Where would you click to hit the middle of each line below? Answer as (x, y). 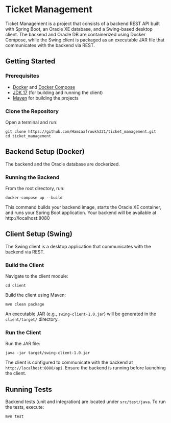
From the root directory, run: (35, 189)
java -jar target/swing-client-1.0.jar (48, 353)
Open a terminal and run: (31, 122)
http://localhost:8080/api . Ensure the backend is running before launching (86, 368)
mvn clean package (25, 304)
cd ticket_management (28, 136)
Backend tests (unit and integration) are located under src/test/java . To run (86, 402)
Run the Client (23, 333)
